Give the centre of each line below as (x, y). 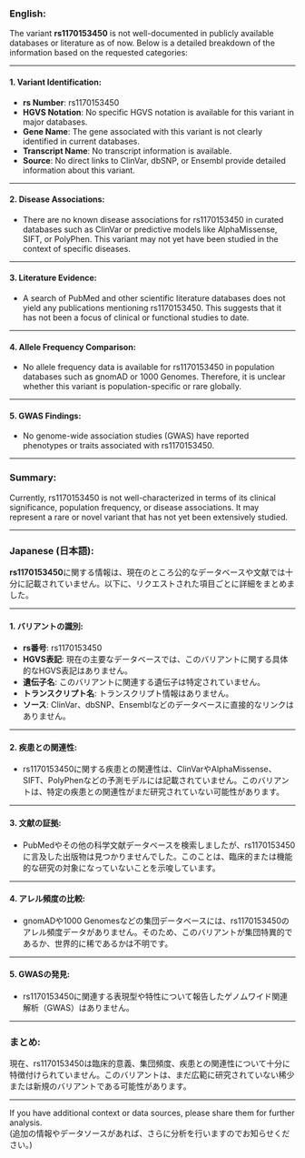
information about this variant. (79, 170)
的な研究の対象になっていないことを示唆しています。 (121, 868)
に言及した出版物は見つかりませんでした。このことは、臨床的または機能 (157, 856)
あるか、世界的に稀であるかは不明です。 (98, 943)
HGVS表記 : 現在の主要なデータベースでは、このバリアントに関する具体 (155, 660)
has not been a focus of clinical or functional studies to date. (136, 317)
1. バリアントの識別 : (46, 626)
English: (28, 14)
